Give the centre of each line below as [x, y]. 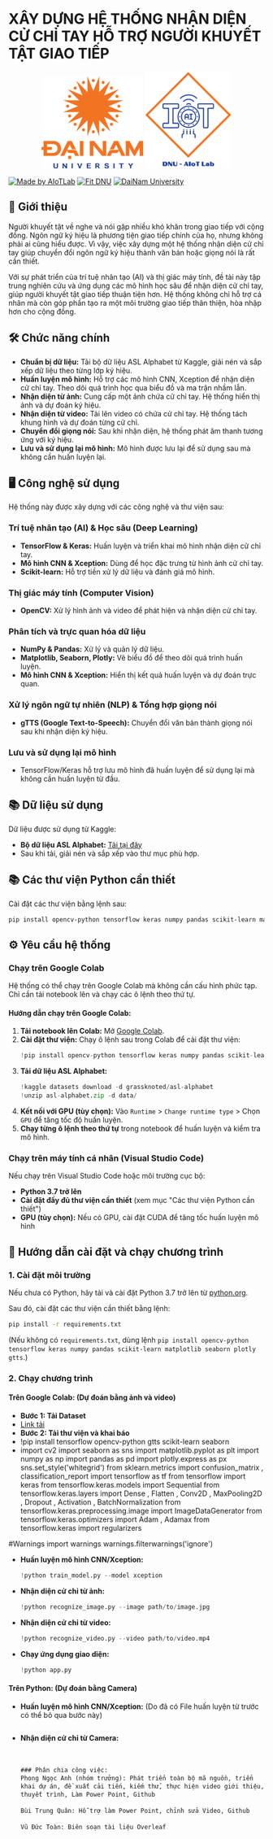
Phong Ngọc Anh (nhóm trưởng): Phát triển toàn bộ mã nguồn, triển [136, 1778]
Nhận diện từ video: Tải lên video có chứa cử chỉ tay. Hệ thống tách [134, 413]
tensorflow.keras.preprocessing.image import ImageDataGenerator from [141, 1510]
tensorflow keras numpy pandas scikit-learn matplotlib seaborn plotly [132, 1349]
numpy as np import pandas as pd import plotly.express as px [123, 1458]
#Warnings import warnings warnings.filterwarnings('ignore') [111, 1544]
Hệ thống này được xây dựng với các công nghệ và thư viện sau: [117, 507]
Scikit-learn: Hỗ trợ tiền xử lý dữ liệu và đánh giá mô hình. [117, 572]
